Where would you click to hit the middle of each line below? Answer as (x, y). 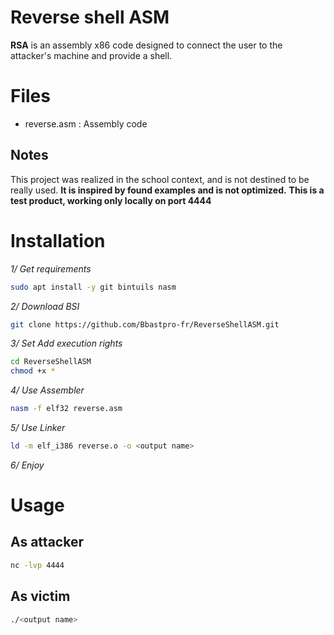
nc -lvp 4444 (37, 565)
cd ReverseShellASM (51, 362)
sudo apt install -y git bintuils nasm (93, 287)
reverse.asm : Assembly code (86, 123)
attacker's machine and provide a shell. (91, 55)
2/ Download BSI (45, 306)
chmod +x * (33, 371)
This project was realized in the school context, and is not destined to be (160, 179)
